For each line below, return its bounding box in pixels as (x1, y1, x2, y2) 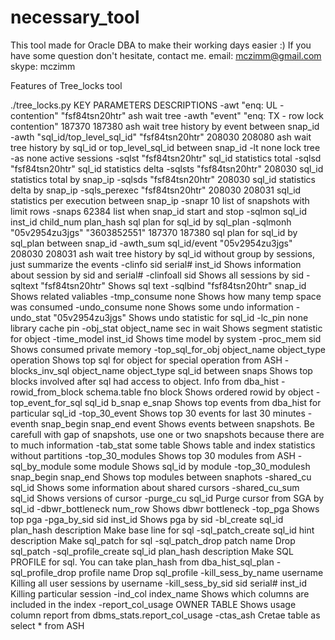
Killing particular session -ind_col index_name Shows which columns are (10, 587, 310, 600)
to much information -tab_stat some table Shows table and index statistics (10, 439, 316, 451)
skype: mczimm (10, 60, 76, 72)
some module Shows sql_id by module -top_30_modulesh (73, 460, 311, 472)
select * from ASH (10, 619, 85, 631)
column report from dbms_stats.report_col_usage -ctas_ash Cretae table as (10, 609, 321, 621)
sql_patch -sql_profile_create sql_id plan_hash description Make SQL (10, 545, 294, 557)
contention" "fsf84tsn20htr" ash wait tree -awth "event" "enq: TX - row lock (10, 109, 324, 121)
